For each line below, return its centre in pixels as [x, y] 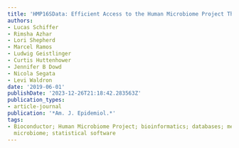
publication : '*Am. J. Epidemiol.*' [62, 113]
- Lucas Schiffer [33, 27]
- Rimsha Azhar [30, 34]
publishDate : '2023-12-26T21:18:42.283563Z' [74, 93]
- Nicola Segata [31, 73]
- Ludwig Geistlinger [39, 54]
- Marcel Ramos [30, 47]
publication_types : [36, 100]
